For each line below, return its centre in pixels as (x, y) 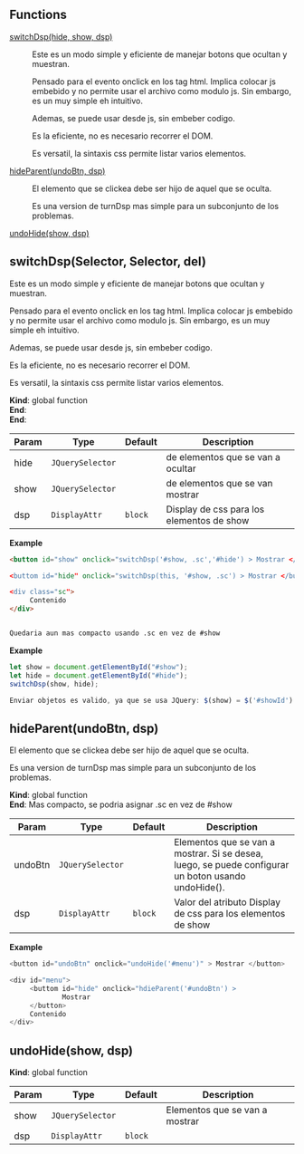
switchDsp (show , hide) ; (54, 684)
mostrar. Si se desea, (218, 853)
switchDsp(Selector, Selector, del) (108, 262)
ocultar (181, 468)
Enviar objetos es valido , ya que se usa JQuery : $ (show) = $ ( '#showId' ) (152, 700)
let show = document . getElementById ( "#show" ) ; (99, 667)
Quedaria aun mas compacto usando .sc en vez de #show (115, 633)
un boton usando (209, 876)
